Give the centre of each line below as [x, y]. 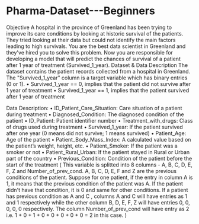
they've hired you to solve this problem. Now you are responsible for [90, 52]
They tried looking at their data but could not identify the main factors [91, 40]
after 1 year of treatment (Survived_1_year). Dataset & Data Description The [97, 65]
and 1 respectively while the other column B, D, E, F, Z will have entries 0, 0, [98, 202]
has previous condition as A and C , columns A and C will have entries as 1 [97, 196]
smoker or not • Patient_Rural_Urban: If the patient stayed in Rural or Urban [98, 152]
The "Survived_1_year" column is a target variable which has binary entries [97, 78]
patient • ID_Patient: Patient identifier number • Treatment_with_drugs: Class [99, 120]
